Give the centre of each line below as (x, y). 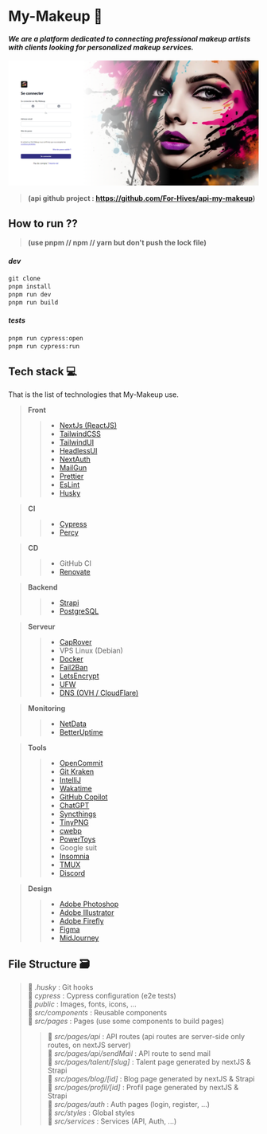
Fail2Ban (74, 668)
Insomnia (74, 857)
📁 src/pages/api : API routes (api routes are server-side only (146, 1037)
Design (40, 889)
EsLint (70, 485)
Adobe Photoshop (89, 904)
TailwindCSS (80, 434)
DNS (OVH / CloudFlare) (99, 693)
